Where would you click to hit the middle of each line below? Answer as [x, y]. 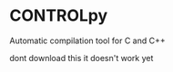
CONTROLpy [59, 16]
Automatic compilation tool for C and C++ [87, 40]
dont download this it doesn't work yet [81, 58]
